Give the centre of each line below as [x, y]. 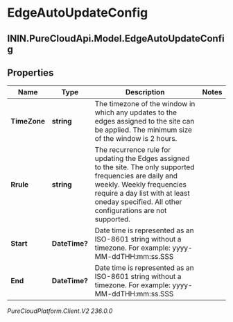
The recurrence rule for [133, 150]
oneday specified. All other [138, 202]
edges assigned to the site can [145, 121]
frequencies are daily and [136, 176]
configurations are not [131, 211]
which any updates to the [136, 112]
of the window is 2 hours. [136, 139]
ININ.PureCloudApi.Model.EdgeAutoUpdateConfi [116, 39]
